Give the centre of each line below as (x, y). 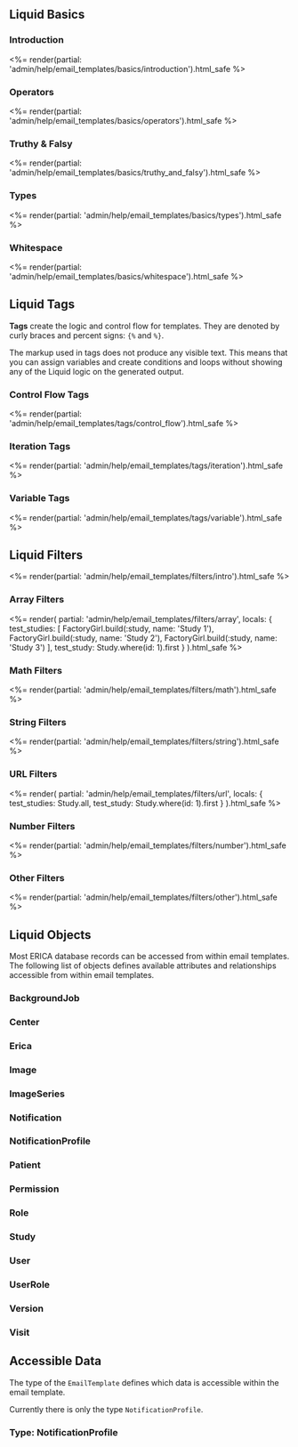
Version (27, 1308)
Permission (34, 1189)
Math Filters (36, 670)
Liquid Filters (46, 555)
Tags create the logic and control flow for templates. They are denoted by (145, 326)
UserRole (30, 1284)
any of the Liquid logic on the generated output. (97, 371)
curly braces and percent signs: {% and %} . (87, 335)
